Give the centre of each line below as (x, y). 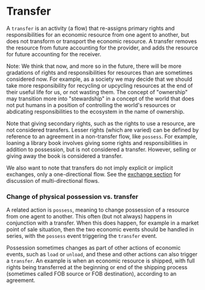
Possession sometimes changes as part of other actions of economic (94, 248)
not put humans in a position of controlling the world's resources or (91, 105)
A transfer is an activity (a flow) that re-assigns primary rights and (91, 28)
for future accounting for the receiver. (54, 54)
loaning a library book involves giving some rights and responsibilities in (97, 143)
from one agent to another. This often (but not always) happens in (89, 217)
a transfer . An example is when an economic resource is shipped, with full (101, 261)
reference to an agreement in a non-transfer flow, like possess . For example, (102, 136)
